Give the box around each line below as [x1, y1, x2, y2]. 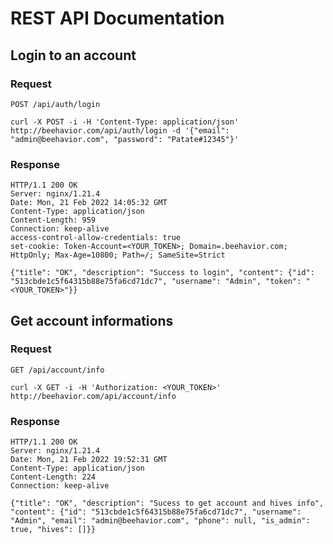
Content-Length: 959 [10, 215, 97, 226]
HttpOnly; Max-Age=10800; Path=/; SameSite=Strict [10, 250, 226, 261]
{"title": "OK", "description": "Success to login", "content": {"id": [10, 268, 315, 278]
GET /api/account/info [10, 365, 105, 375]
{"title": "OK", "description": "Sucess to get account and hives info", [10, 498, 325, 509]
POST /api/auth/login [10, 99, 101, 109]
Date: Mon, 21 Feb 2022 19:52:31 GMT [10, 455, 168, 465]
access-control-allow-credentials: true [10, 233, 182, 243]
